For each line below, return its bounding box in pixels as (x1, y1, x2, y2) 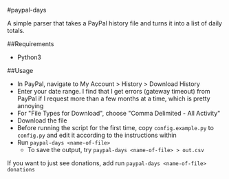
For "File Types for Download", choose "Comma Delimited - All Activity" (17, 109, 221, 117)
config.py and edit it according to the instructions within (17, 131, 177, 139)
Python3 (17, 53, 41, 61)
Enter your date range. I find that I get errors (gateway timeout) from (17, 87, 211, 95)
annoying (17, 102, 44, 109)
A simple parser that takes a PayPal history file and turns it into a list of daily (7, 19, 222, 27)
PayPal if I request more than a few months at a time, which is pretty (17, 94, 211, 103)
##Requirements (7, 40, 54, 48)
